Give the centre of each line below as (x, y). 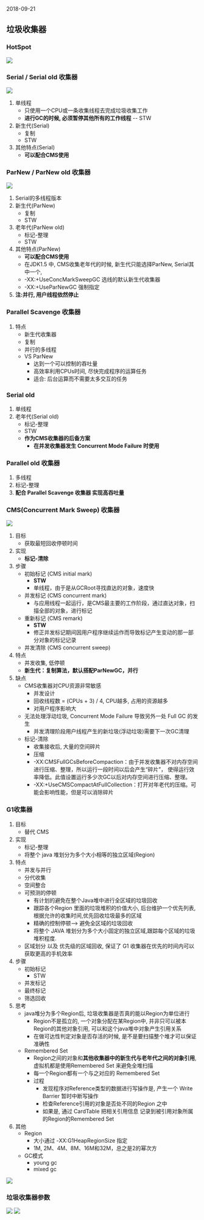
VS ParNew (39, 356)
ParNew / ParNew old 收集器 (49, 172)
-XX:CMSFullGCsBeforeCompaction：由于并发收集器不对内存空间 (116, 762)
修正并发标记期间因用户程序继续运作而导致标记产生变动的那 (108, 632)
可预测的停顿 (40, 892)
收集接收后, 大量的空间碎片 (67, 747)
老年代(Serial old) (37, 416)
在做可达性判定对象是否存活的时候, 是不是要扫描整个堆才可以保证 (115, 1036)
